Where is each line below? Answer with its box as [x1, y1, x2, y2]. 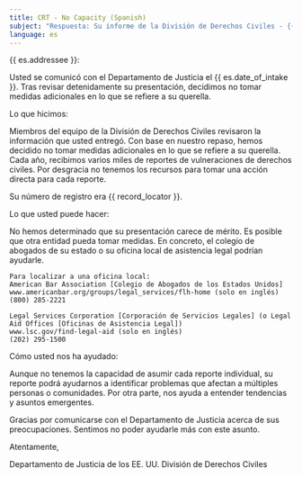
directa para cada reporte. [9, 174, 106, 184]
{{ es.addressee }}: [9, 55, 80, 66]
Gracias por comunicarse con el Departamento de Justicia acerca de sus [9, 415, 280, 426]
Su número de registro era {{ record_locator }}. [9, 191, 182, 202]
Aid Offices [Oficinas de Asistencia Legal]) [9, 319, 182, 328]
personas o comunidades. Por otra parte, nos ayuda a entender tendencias [9, 388, 288, 399]
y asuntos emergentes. [9, 397, 94, 408]
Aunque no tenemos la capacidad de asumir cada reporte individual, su [9, 368, 274, 379]
